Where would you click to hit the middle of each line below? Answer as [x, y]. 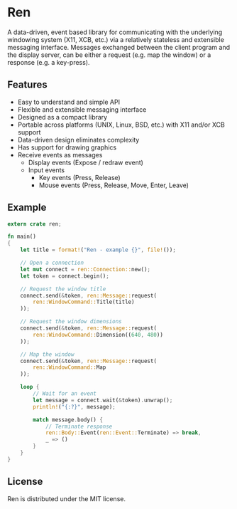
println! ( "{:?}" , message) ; [74, 406]
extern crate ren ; [34, 224]
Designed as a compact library [62, 117]
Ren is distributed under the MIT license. [67, 498]
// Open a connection [52, 263]
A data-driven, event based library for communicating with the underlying [115, 32]
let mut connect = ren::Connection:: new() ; [86, 269]
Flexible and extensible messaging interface [82, 109]
